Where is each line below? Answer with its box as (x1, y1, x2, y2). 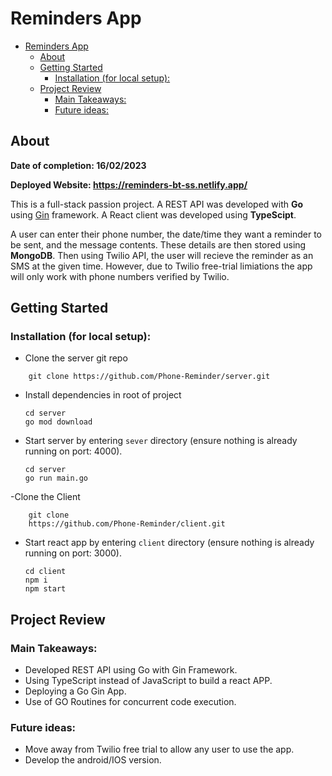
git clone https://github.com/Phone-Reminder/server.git (28, 372, 271, 382)
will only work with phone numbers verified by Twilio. (10, 270, 230, 282)
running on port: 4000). (24, 445, 123, 457)
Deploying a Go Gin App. (24, 685, 127, 697)
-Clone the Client (10, 491, 81, 503)
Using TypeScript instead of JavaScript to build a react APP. (24, 675, 273, 687)
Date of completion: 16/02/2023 (10, 159, 147, 171)
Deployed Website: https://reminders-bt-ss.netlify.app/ (10, 178, 248, 191)
